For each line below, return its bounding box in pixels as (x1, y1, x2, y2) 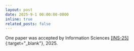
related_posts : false (5, 21, 51, 26)
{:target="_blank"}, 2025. (5, 40, 58, 46)
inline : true (5, 16, 33, 21)
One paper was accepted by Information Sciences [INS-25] (5, 35, 129, 41)
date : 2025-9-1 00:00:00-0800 (5, 12, 69, 17)
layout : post (5, 7, 33, 12)
